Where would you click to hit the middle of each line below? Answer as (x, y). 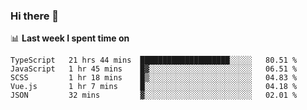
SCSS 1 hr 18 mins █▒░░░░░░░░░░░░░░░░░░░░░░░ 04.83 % (154, 78)
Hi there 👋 (35, 16)
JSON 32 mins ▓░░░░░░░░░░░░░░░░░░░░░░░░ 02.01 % (154, 95)
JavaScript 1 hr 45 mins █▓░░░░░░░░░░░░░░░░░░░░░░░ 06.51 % (154, 69)
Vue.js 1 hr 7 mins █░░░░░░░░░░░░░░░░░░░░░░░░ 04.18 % (154, 87)
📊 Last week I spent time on (70, 38)
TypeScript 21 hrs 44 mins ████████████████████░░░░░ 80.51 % (154, 60)
